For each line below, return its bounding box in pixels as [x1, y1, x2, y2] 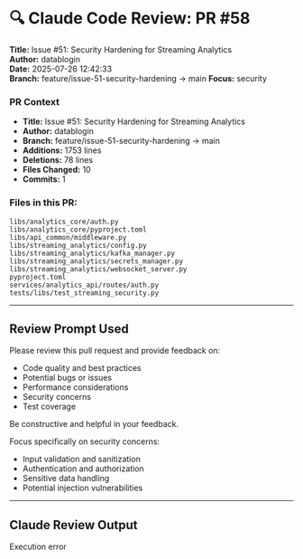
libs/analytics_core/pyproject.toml [9, 224, 147, 234]
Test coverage [22, 401, 77, 412]
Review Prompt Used [9, 321, 129, 336]
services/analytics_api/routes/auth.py [9, 280, 160, 289]
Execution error [9, 541, 68, 553]
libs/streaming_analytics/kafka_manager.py [9, 249, 176, 258]
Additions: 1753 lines [22, 145, 102, 156]
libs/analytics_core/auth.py [9, 217, 119, 226]
